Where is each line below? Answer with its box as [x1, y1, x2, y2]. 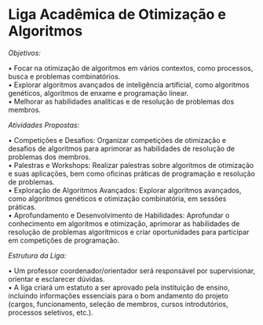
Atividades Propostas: [8, 120, 80, 130]
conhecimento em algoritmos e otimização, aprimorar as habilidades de [8, 218, 240, 228]
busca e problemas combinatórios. [8, 71, 121, 81]
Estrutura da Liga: [8, 250, 67, 260]
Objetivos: [8, 48, 42, 57]
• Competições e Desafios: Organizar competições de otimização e [8, 135, 226, 144]
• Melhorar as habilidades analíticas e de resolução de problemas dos [8, 97, 235, 106]
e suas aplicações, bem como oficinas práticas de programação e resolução [8, 169, 255, 178]
